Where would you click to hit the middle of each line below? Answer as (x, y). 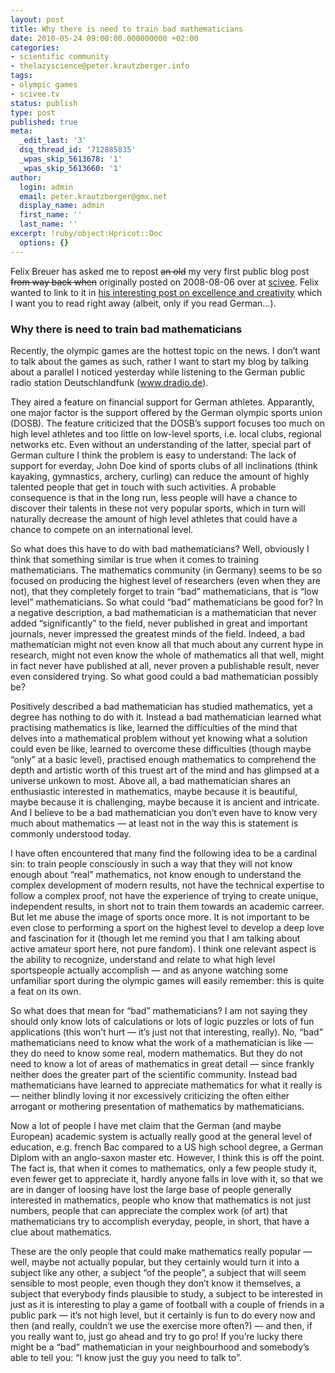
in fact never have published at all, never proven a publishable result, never (165, 665)
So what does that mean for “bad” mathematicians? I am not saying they (159, 1010)
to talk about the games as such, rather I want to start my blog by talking (159, 361)
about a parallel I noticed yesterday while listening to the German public (158, 372)
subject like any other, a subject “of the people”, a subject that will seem (158, 1272)
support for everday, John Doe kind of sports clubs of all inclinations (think (164, 465)
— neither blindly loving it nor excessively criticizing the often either (150, 1095)
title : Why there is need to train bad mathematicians (127, 29)
